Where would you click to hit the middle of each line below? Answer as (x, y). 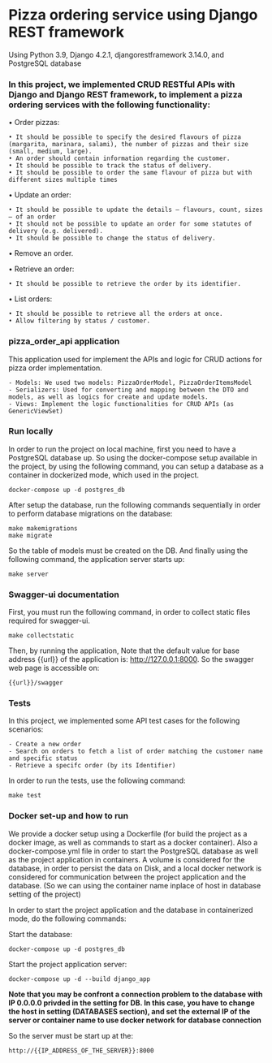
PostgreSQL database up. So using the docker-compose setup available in (133, 457)
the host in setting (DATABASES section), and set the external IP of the (130, 1011)
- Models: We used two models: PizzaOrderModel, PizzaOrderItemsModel (130, 382)
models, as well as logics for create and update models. (108, 397)
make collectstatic (41, 636)
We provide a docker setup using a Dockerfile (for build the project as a (128, 833)
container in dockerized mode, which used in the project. (104, 475)
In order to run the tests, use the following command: (97, 780)
